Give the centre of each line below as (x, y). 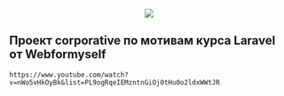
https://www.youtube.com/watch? (69, 75)
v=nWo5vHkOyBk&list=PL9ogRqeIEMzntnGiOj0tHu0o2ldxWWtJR (114, 82)
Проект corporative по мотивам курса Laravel (142, 41)
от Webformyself (58, 54)
